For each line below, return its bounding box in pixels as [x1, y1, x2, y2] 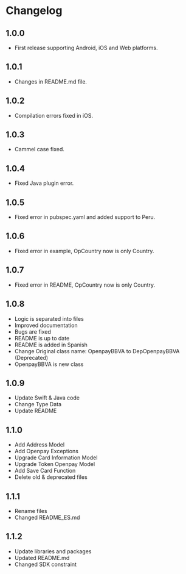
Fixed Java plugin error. [14, 179, 74, 187]
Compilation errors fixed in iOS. [14, 112, 94, 119]
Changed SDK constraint [14, 561, 77, 568]
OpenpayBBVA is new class [14, 361, 84, 368]
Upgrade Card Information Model [14, 454, 98, 461]
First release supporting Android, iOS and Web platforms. [14, 44, 159, 51]
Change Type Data [14, 401, 62, 408]
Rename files [14, 507, 47, 514]
